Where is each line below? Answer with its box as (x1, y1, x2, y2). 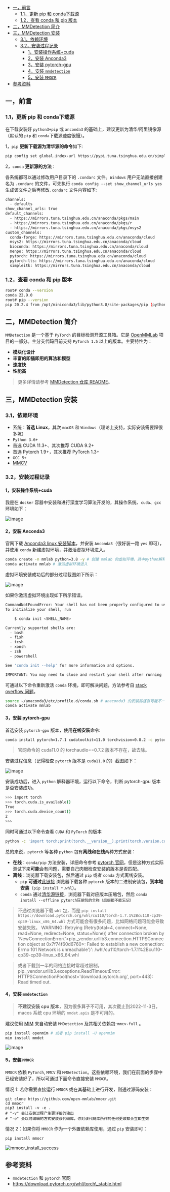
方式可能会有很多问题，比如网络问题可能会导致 (66, 918, 164, 924)
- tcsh (10, 640, 24, 645)
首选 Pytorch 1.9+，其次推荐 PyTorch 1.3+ (12, 449, 100, 455)
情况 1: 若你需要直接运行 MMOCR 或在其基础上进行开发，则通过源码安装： (5, 1086, 153, 1092)
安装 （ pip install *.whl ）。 (20, 884, 79, 891)
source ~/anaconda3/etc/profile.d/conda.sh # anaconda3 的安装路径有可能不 (5, 698, 162, 703)
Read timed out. (17, 978, 51, 985)
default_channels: (5, 211, 44, 216)
